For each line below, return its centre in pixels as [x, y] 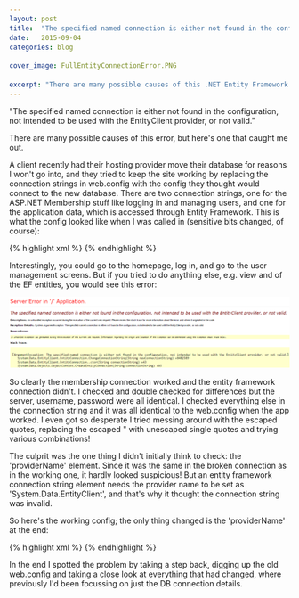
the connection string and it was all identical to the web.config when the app [149, 411]
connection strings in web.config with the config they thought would [134, 184]
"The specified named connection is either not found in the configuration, [144, 111]
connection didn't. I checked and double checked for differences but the [142, 391]
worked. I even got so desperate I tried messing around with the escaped [143, 420]
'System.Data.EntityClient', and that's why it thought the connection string [145, 494]
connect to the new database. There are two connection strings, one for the [148, 193]
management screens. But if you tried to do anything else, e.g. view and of [146, 274]
